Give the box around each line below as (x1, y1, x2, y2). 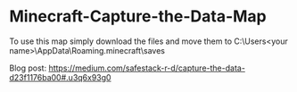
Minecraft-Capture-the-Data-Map (9, 6, 268, 27)
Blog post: (9, 63, 47, 73)
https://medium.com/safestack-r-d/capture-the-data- (48, 63, 245, 73)
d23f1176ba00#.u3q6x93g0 (9, 71, 111, 82)
